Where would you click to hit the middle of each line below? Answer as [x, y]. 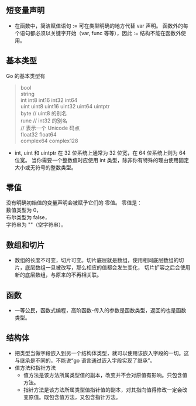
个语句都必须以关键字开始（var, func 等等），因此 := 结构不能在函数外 [98, 33]
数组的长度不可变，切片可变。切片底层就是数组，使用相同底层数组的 [97, 260]
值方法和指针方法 [35, 367]
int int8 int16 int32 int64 [49, 100]
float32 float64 [38, 134]
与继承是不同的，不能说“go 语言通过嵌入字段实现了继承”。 [85, 360]
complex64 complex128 [49, 141]
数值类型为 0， [24, 210]
